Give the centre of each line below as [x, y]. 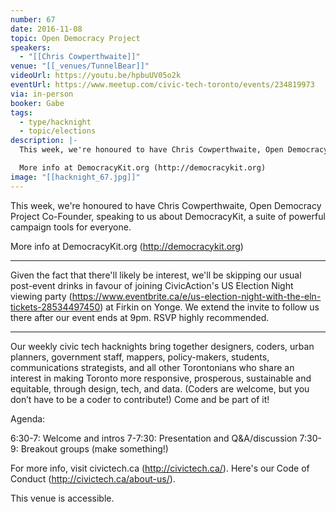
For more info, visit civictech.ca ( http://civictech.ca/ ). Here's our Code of [160, 468]
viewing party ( [41, 296]
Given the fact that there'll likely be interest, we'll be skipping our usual [156, 275]
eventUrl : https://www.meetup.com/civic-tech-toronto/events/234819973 [162, 85]
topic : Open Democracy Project [75, 38]
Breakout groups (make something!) [94, 448]
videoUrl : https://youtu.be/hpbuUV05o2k [96, 76]
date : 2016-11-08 [46, 29]
